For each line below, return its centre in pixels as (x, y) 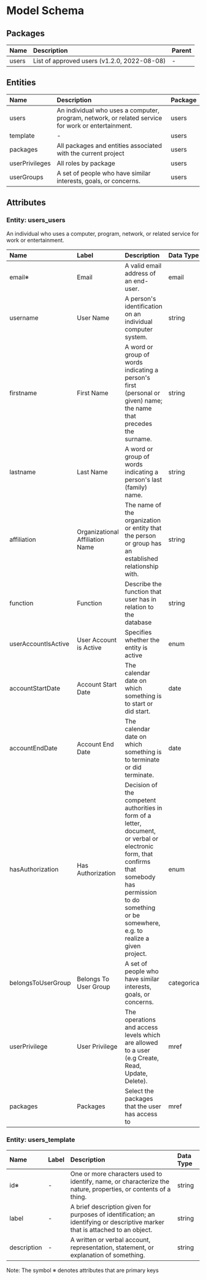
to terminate (142, 760)
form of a (138, 815)
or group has (143, 543)
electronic (139, 846)
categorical (185, 982)
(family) (136, 487)
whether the (142, 640)
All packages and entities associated (109, 145)
